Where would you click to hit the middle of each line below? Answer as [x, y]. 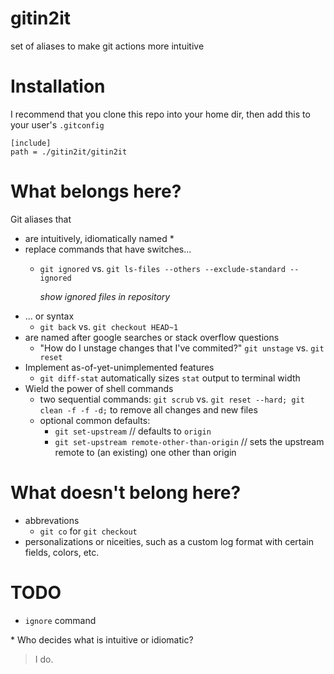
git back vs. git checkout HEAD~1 [109, 326]
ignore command [60, 620]
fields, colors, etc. [62, 552]
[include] [31, 143]
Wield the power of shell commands [99, 388]
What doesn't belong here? [126, 493]
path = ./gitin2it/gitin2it [69, 152]
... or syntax [49, 316]
